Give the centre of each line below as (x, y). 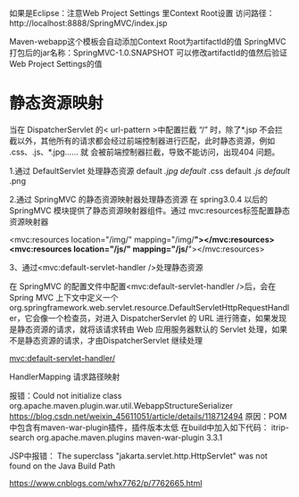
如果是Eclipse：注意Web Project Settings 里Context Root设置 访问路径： (142, 13)
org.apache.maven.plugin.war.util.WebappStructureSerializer (121, 405)
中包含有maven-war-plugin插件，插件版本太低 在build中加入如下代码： (139, 427)
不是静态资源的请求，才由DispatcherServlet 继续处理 (106, 340)
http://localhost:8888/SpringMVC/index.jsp (88, 23)
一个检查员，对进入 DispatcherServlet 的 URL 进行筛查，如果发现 (167, 318)
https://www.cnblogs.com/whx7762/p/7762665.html (106, 483)
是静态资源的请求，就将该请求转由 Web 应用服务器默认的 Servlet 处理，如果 (149, 329)
